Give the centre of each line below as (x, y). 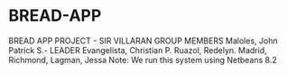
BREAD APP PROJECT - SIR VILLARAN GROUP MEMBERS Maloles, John (143, 41)
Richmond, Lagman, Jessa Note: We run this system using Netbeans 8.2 (143, 60)
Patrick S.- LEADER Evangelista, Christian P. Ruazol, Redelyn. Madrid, (138, 50)
